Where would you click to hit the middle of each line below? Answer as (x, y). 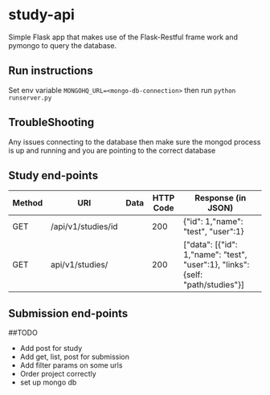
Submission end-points (68, 314)
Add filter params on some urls (71, 365)
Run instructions (51, 71)
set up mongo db (48, 382)
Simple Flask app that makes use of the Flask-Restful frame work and (123, 37)
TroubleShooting (51, 122)
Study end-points (53, 175)
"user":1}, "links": (217, 265)
